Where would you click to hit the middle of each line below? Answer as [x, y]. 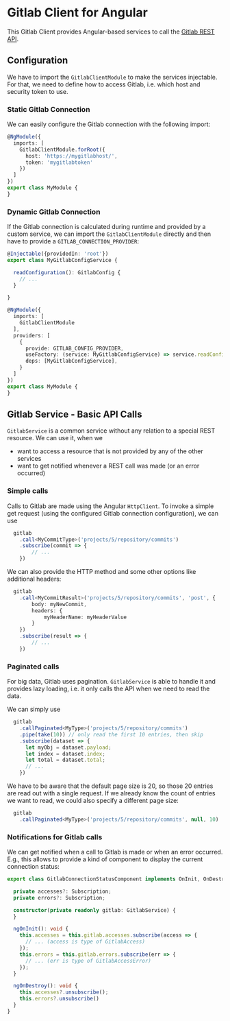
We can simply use [34, 709]
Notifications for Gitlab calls [55, 837]
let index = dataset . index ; [65, 754]
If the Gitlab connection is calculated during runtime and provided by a [106, 227]
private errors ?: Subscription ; [60, 898]
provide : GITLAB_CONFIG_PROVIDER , [75, 348]
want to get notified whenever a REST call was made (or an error [108, 466]
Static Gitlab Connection [49, 109]
